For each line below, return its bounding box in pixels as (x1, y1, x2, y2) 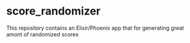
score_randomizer (6, 4, 101, 18)
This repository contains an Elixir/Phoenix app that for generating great (6, 24, 185, 31)
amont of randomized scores (6, 30, 79, 38)
